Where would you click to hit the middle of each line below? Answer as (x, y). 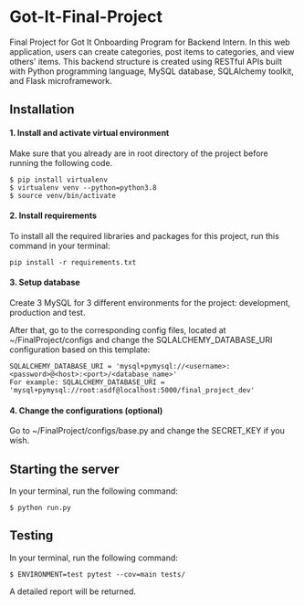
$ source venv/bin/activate (63, 195)
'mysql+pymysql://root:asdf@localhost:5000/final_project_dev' (132, 390)
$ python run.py (40, 507)
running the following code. (61, 162)
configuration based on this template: (80, 350)
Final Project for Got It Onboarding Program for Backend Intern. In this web (150, 42)
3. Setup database (45, 282)
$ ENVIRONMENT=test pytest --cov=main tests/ (97, 574)
